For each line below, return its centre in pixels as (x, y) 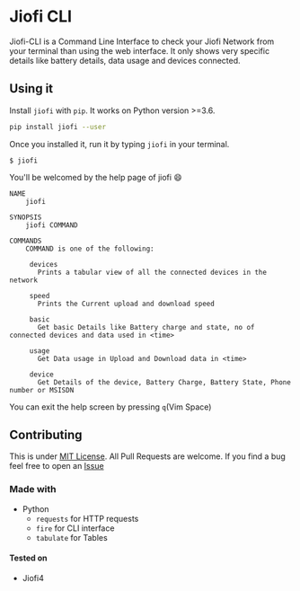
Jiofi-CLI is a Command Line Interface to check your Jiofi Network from (142, 41)
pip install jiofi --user (57, 127)
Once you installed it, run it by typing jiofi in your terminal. (119, 144)
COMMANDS (26, 241)
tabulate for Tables (71, 537)
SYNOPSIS (26, 217)
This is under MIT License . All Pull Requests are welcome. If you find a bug (147, 456)
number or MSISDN (42, 390)
